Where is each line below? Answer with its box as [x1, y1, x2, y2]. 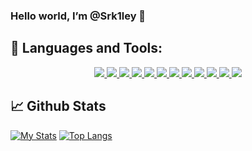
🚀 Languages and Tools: [10, 40, 163, 57]
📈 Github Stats [10, 98, 107, 115]
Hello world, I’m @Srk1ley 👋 [10, 9, 147, 23]
